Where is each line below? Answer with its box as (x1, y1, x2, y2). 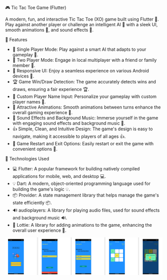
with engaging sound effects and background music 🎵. (12, 120, 125, 126)
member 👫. (12, 62, 35, 68)
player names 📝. (12, 99, 46, 105)
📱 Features (5, 37, 27, 42)
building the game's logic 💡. (12, 186, 70, 192)
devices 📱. (12, 73, 34, 79)
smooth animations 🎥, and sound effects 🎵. (5, 27, 94, 33)
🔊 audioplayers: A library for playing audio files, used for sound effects (12, 207, 160, 213)
